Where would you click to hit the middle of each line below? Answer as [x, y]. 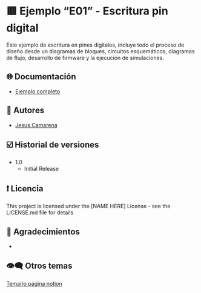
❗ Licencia [25, 189]
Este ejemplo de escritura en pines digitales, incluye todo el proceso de [95, 45]
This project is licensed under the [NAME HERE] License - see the [88, 206]
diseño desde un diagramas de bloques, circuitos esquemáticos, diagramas [100, 51]
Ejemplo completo [38, 91]
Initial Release [41, 169]
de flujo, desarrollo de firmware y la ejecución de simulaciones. [85, 58]
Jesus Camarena [36, 125]
